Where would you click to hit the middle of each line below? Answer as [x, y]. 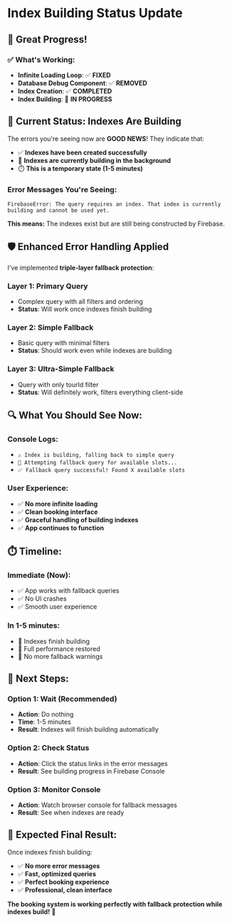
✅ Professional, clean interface [65, 890]
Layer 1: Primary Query [48, 286]
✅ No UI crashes [42, 598]
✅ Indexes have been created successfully [82, 152]
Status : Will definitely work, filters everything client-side [100, 392]
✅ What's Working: [41, 60]
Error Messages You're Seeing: [62, 189]
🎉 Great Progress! [47, 39]
